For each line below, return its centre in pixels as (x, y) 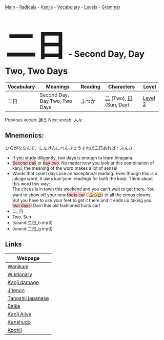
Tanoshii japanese (28, 298)
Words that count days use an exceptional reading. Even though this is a (85, 173)
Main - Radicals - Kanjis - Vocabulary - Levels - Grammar (63, 7)
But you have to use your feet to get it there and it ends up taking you (82, 200)
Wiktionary (20, 274)
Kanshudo (19, 322)
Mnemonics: (25, 136)
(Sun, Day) (117, 105)
